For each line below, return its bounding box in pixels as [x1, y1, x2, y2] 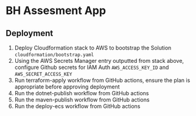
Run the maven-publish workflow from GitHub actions [14, 96, 150, 103]
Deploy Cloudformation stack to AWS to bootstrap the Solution [14, 44, 172, 51]
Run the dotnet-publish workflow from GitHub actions [14, 90, 149, 96]
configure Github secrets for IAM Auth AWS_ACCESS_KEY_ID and [14, 63, 169, 71]
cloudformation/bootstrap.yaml [14, 52, 94, 58]
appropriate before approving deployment [14, 83, 120, 90]
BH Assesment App [5, 4, 107, 18]
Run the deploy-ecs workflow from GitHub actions [14, 103, 141, 110]
